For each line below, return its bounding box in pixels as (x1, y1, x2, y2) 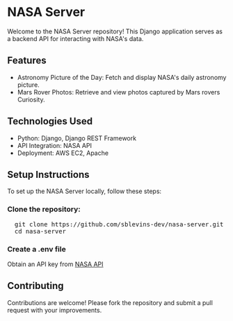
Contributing (7, 280, 64, 292)
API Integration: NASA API (17, 141, 93, 149)
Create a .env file (7, 244, 66, 254)
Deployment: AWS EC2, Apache (17, 149, 109, 157)
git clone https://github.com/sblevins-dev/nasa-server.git (14, 220, 224, 228)
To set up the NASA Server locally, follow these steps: (7, 187, 162, 195)
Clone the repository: (7, 204, 81, 214)
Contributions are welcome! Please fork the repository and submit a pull (7, 298, 214, 306)
